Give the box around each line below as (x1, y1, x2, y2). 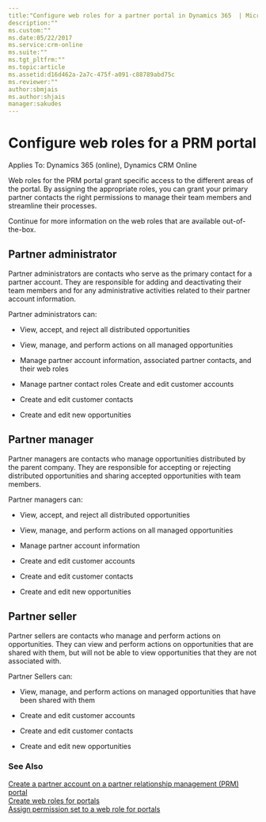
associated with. (8, 656, 62, 666)
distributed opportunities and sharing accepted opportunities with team (8, 471, 241, 480)
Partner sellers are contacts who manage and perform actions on (8, 631, 221, 640)
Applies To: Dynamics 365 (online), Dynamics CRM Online (8, 160, 197, 170)
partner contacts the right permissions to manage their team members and (8, 193, 252, 202)
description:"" (8, 19, 59, 27)
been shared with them (19, 695, 96, 705)
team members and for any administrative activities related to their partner (8, 285, 251, 295)
